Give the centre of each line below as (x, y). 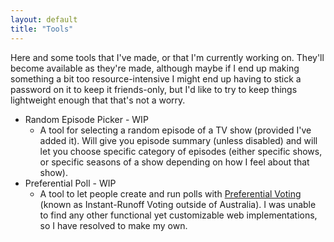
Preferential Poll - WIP (70, 183)
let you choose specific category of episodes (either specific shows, (181, 151)
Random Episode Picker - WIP (86, 119)
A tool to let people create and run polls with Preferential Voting (170, 193)
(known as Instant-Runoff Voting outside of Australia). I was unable (178, 204)
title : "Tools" (42, 29)
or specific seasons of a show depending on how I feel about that (174, 162)
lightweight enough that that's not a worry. (98, 100)
